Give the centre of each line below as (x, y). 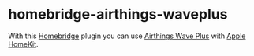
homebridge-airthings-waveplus (118, 14)
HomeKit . (23, 44)
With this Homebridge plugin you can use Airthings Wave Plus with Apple (127, 36)
